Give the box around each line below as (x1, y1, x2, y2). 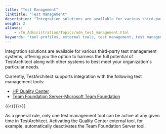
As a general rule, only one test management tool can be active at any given (5, 112, 160, 118)
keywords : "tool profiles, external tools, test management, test (5, 35, 145, 40)
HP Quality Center (12, 88, 49, 94)
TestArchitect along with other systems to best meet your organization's (5, 59, 152, 65)
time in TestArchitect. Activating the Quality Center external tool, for (5, 118, 143, 124)
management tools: (5, 78, 44, 84)
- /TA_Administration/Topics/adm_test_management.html (14, 30, 129, 35)
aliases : (5, 26, 23, 31)
